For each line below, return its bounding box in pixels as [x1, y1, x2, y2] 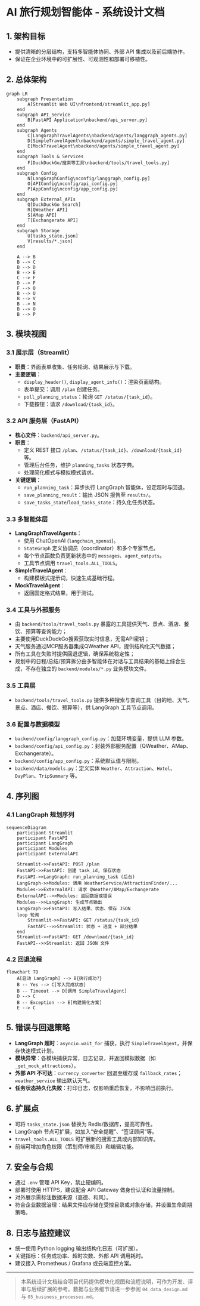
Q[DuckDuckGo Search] [27, 201, 82, 208]
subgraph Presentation [17, 96, 73, 102]
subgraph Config [17, 170, 58, 176]
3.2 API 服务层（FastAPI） [6, 417, 83, 425]
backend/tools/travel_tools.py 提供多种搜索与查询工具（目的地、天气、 [14, 696, 193, 703]
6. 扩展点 [6, 1104, 39, 1114]
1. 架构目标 [6, 31, 46, 41]
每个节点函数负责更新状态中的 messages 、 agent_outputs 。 [23, 552, 165, 559]
